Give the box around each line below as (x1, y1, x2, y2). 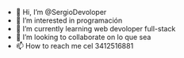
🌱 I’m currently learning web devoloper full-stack (15, 24, 176, 33)
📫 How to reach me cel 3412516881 (15, 42, 134, 50)
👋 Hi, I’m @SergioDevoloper (15, 8, 107, 16)
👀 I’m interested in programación (15, 16, 123, 25)
